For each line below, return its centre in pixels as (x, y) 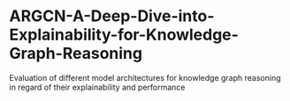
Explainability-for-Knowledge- (124, 35)
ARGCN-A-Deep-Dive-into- (112, 16)
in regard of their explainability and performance (97, 87)
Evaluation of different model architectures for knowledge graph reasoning (145, 77)
